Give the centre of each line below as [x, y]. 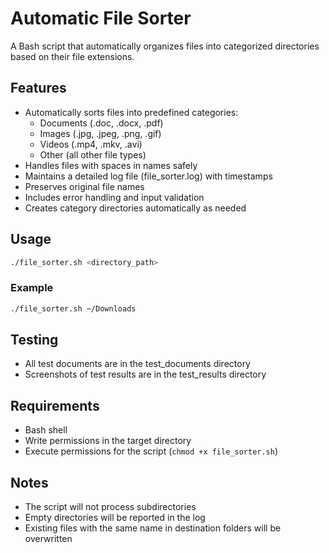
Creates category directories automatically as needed [135, 208]
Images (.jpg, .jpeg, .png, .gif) [100, 133]
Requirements [55, 405]
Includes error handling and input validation [114, 197]
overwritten [48, 539]
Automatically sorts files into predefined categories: [131, 112]
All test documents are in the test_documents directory [137, 364]
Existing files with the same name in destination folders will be [153, 528]
